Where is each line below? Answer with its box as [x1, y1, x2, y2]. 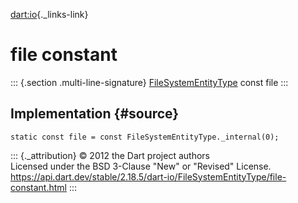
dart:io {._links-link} [10, 9, 89, 20]
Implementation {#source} [10, 105, 180, 123]
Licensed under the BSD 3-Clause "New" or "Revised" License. [10, 160, 272, 172]
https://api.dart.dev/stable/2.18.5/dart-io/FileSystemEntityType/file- [10, 170, 287, 183]
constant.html [10, 181, 67, 193]
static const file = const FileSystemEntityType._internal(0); [10, 132, 280, 142]
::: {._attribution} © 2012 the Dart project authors [10, 149, 210, 161]
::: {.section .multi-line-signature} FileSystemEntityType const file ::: [10, 76, 289, 88]
